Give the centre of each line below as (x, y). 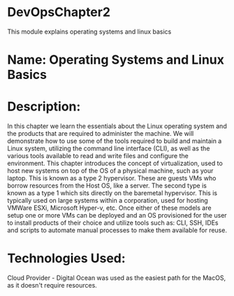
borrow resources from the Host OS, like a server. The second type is (107, 185)
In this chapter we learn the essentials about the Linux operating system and (117, 126)
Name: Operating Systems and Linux (116, 60)
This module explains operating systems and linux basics (89, 31)
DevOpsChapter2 (59, 12)
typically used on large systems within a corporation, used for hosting (108, 201)
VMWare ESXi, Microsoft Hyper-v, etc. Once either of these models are (109, 208)
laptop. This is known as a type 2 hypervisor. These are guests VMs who (112, 178)
